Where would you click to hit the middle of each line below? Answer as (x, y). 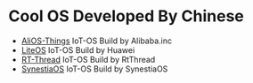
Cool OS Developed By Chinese (126, 16)
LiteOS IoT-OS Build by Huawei (78, 49)
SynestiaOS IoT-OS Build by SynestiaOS (94, 69)
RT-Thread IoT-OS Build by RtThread (88, 59)
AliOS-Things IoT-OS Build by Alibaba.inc (97, 41)
